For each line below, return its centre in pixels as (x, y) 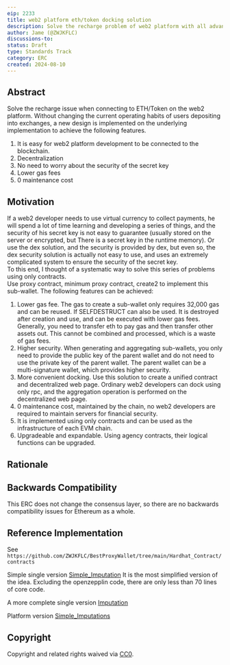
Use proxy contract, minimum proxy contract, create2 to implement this (108, 284)
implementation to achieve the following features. (77, 130)
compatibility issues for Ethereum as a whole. (71, 511)
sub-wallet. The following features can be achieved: (80, 291)
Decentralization (40, 158)
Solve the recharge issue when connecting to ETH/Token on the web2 (106, 109)
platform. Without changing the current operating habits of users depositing (114, 116)
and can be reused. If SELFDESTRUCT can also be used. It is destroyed (118, 312)
